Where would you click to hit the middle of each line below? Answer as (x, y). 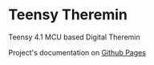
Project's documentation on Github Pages (77, 52)
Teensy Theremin (68, 15)
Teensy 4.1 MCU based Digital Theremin (74, 37)
